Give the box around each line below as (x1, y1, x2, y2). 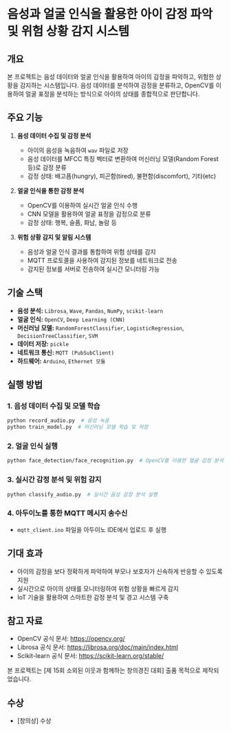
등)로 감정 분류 (27, 163, 67, 171)
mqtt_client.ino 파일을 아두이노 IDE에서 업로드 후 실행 (16, 525, 167, 533)
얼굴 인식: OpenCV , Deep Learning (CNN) (16, 315, 126, 324)
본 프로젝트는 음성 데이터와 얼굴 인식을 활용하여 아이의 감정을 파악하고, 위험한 (7, 73, 214, 81)
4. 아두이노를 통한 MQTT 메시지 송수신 (7, 509, 128, 518)
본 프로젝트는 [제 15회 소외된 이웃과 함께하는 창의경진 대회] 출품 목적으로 (7, 666, 201, 675)
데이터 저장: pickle (16, 339, 69, 348)
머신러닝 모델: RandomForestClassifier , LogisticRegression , (16, 324, 184, 332)
